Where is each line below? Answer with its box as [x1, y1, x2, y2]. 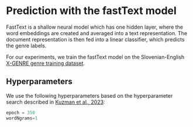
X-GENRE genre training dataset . [6, 60, 85, 67]
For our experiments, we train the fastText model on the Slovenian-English [6, 53, 185, 60]
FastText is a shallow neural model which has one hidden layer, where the [6, 23, 183, 30]
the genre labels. [6, 42, 47, 49]
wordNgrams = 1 [6, 115, 38, 121]
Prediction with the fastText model [6, 4, 177, 18]
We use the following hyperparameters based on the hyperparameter [6, 92, 173, 99]
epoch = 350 [6, 109, 35, 115]
